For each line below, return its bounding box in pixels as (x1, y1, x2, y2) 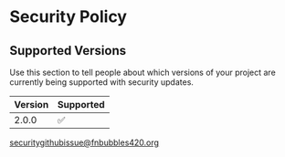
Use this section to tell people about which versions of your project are (9, 67, 276, 78)
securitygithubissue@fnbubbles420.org (9, 137, 160, 148)
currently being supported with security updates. (9, 77, 195, 88)
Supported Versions (9, 43, 126, 58)
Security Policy (9, 6, 128, 27)
